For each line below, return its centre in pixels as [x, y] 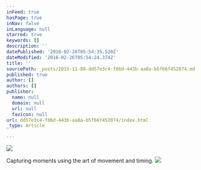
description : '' [27, 46]
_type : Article [26, 126]
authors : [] [21, 86]
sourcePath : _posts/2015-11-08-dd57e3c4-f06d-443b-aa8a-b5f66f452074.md [101, 69]
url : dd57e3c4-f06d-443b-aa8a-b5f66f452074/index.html [78, 120]
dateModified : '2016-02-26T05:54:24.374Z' [61, 57]
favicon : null [30, 114]
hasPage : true [24, 18]
